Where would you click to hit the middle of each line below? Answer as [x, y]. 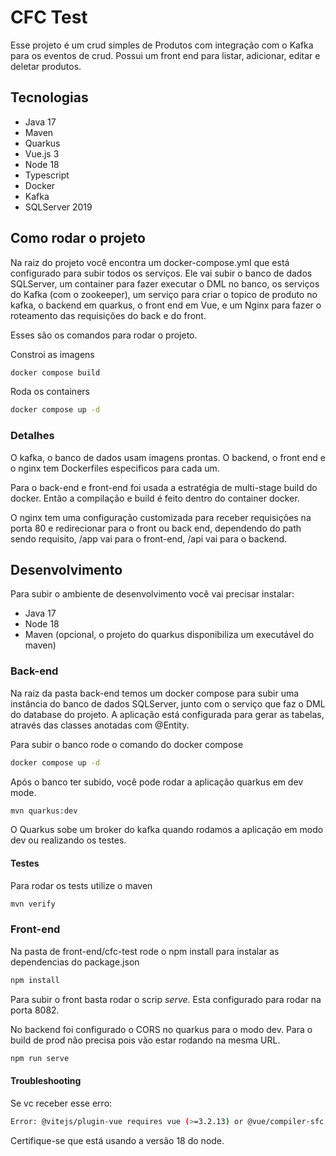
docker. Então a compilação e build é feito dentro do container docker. [155, 498]
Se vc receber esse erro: [61, 1103]
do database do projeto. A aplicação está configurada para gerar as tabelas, [167, 714]
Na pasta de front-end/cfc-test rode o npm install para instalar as [145, 951]
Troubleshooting [46, 1081]
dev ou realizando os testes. [68, 840]
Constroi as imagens [52, 354]
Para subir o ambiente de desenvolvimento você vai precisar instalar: [152, 594]
